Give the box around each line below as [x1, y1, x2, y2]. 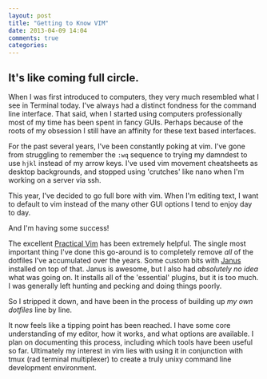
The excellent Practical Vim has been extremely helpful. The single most [8, 239, 246, 248]
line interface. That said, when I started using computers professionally [8, 109, 242, 118]
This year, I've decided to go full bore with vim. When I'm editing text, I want [8, 191, 259, 200]
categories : [8, 41, 48, 49]
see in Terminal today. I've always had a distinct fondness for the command [8, 101, 257, 110]
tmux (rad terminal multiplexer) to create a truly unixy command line [8, 354, 232, 364]
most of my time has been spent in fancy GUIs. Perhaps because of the [8, 117, 244, 127]
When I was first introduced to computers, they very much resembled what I [8, 92, 260, 101]
